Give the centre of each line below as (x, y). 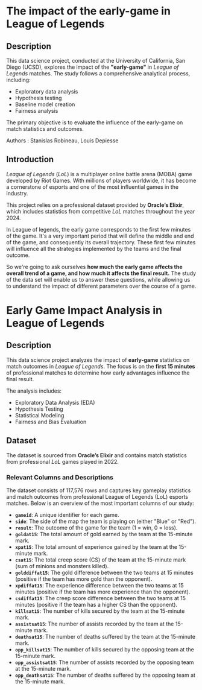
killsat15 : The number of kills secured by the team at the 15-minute (100, 611)
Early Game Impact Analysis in (84, 310)
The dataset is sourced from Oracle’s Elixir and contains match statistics (96, 455)
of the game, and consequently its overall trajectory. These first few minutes (101, 242)
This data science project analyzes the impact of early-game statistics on (98, 359)
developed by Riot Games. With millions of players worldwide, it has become (101, 180)
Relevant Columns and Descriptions (60, 477)
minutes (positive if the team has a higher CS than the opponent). (96, 604)
